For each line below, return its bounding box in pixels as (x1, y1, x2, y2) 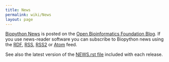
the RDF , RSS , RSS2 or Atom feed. (5, 42, 77, 48)
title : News (5, 7, 31, 13)
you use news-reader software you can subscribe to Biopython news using (5, 36, 164, 42)
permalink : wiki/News (5, 12, 52, 17)
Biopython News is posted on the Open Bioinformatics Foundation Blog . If (5, 31, 161, 37)
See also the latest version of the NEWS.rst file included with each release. (5, 51, 163, 57)
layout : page (5, 17, 33, 22)
